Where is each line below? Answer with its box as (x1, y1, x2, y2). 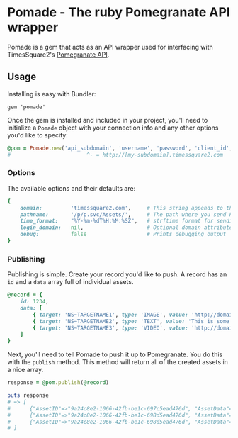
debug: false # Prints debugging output (20, 231, 227, 238)
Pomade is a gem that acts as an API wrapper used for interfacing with (7, 43, 214, 51)
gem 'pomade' (7, 103, 46, 111)
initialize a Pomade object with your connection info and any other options (7, 123, 219, 132)
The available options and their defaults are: (7, 184, 136, 192)
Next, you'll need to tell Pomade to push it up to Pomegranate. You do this (7, 350, 223, 359)
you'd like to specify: (7, 130, 69, 139)
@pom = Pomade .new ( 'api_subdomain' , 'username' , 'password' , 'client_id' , (7, 145, 233, 152)
